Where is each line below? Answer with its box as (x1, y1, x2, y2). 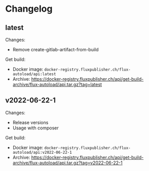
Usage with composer (12, 125, 59, 131)
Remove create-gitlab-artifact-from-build (12, 47, 99, 52)
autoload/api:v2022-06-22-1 (12, 150, 72, 155)
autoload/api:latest (12, 72, 56, 77)
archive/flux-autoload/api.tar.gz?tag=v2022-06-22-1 (12, 159, 123, 165)
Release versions (12, 119, 49, 125)
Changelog (5, 3, 53, 15)
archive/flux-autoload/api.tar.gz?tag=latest (12, 82, 102, 87)
